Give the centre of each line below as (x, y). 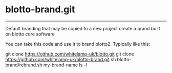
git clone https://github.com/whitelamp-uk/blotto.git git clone (70, 54)
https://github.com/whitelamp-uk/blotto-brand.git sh (61, 59)
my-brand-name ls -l (65, 65)
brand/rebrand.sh (24, 65)
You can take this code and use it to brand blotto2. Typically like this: (78, 44)
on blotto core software (30, 34)
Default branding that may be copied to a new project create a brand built (83, 28)
